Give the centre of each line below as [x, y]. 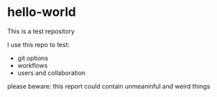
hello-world [42, 12]
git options [33, 58]
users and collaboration [51, 73]
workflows [32, 65]
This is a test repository [41, 31]
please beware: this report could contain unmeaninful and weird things [109, 86]
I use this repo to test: [38, 44]
